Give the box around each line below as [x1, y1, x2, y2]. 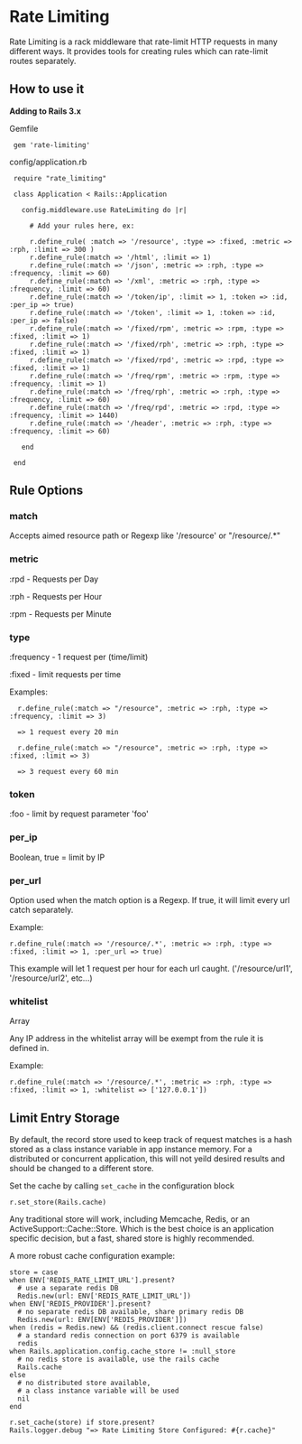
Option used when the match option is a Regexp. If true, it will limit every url [9, 894, 290, 905]
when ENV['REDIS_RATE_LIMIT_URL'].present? [9, 1276, 176, 1285]
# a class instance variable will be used [17, 1386, 179, 1396]
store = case [9, 1268, 59, 1277]
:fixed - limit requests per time [9, 669, 122, 680]
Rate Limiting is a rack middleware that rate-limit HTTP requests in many [9, 36, 278, 47]
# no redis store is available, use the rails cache [17, 1355, 220, 1365]
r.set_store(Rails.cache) [9, 1198, 106, 1207]
